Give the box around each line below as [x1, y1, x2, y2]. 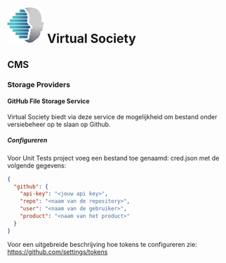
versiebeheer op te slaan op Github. [7, 120, 111, 128]
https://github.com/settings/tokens [7, 248, 108, 256]
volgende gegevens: [7, 161, 67, 170]
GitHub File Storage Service [7, 97, 90, 105]
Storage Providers [7, 79, 71, 89]
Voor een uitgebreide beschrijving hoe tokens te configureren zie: [7, 240, 198, 248]
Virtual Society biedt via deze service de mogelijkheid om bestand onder [7, 112, 218, 121]
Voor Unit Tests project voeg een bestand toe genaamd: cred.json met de [7, 154, 220, 162]
